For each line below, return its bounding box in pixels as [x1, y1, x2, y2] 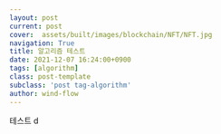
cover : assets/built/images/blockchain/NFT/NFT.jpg [9, 30, 213, 39]
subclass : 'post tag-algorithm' [9, 81, 131, 90]
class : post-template [9, 72, 91, 81]
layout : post [9, 13, 59, 23]
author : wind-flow [9, 89, 79, 98]
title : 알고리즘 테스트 [9, 47, 86, 56]
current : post [9, 22, 63, 31]
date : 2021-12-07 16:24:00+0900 [9, 55, 131, 64]
